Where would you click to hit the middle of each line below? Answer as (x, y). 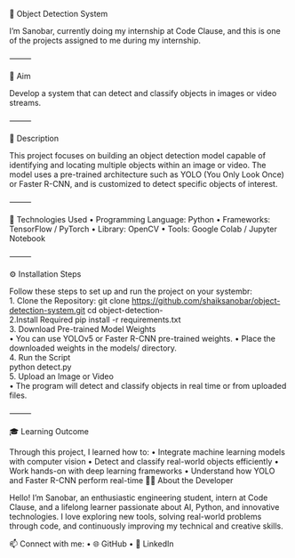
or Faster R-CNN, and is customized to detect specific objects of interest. (144, 184)
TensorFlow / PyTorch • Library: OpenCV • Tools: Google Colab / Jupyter (143, 229)
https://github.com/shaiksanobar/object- (206, 301)
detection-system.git (48, 310)
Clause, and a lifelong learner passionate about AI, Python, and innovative (144, 507)
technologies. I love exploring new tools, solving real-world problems (136, 517)
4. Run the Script (40, 357)
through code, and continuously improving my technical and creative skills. (146, 526)
